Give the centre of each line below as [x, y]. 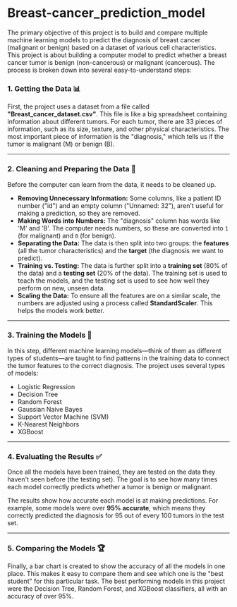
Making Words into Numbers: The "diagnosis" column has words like [119, 221]
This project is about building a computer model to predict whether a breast [117, 55]
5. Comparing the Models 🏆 [56, 548]
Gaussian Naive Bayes [50, 409]
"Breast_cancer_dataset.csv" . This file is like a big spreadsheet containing [117, 114]
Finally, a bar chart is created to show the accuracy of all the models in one [116, 566]
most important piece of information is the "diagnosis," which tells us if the [116, 137]
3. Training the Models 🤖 [50, 335]
